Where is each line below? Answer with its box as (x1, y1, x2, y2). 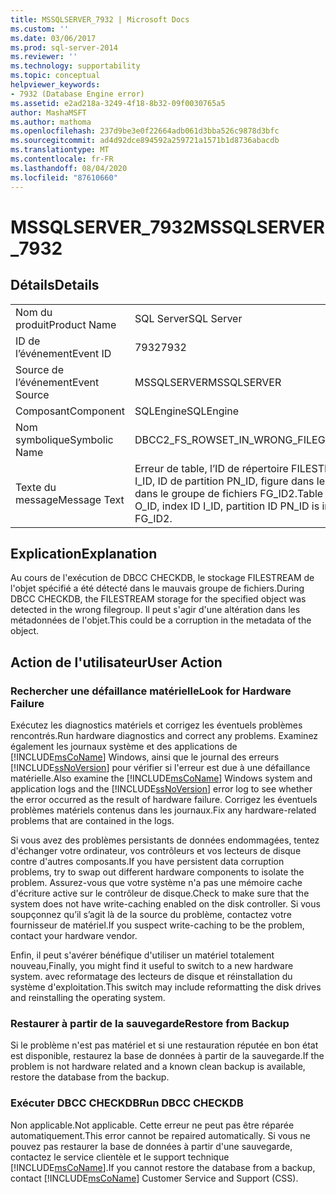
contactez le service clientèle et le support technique (10, 1151, 230, 1163)
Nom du (15, 305, 53, 319)
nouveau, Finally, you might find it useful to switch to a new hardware (10, 960, 294, 971)
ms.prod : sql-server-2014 (10, 42, 118, 53)
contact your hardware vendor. (10, 930, 138, 941)
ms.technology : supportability (10, 61, 141, 71)
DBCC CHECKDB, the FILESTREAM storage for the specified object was (10, 593, 307, 605)
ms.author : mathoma (10, 117, 92, 127)
